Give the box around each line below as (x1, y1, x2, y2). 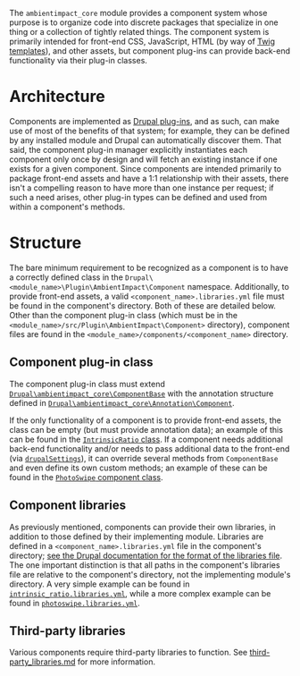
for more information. (77, 656, 156, 667)
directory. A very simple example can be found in (9, 579, 190, 589)
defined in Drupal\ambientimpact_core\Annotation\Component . (9, 397, 235, 408)
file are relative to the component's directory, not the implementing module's (9, 569, 291, 579)
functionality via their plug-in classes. (9, 55, 147, 65)
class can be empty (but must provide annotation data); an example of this (9, 424, 284, 435)
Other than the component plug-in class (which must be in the (9, 309, 238, 320)
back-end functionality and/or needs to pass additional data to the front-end (9, 443, 290, 454)
